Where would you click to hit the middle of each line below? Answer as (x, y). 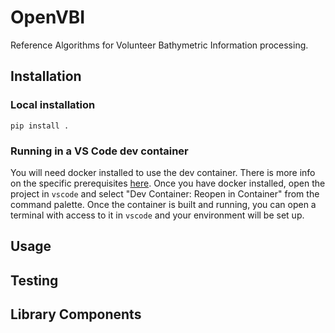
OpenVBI (48, 17)
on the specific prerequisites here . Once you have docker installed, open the (168, 183)
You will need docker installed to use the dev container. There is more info (163, 172)
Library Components (76, 314)
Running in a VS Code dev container (99, 151)
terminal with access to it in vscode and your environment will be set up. (157, 215)
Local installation (53, 105)
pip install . (40, 126)
